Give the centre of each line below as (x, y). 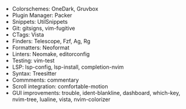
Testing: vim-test (33, 61)
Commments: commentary (45, 80)
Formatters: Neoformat (41, 47)
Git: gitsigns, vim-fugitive (43, 28)
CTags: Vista (28, 35)
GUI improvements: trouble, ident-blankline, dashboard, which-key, (96, 93)
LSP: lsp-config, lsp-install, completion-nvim (68, 67)
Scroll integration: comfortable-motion (60, 86)
